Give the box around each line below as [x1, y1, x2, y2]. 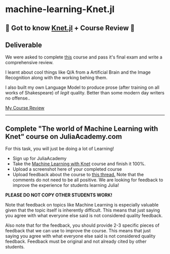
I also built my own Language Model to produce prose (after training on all [5, 84, 159, 90]
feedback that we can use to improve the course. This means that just [5, 228, 151, 234]
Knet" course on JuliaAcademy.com [5, 132, 122, 141]
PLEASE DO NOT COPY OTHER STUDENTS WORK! [5, 192, 113, 198]
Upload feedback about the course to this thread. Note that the [12, 172, 144, 178]
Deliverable [5, 40, 42, 49]
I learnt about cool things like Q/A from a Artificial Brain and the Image [5, 69, 151, 75]
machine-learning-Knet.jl [5, 4, 115, 15]
